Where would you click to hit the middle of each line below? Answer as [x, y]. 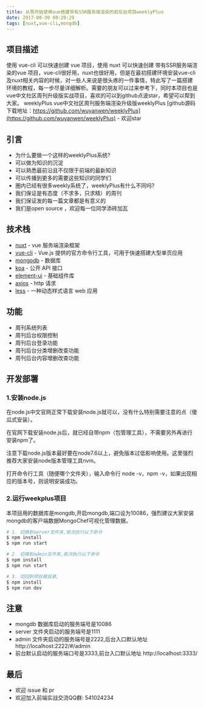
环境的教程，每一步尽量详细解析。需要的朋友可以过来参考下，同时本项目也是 [102, 88]
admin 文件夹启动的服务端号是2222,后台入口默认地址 [81, 640]
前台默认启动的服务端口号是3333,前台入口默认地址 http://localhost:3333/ [106, 654]
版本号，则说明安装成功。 [49, 481]
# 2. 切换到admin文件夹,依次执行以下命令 [53, 554]
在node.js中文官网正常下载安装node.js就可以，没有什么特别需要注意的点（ [99, 412]
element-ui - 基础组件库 [45, 275]
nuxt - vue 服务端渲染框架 [47, 245]
